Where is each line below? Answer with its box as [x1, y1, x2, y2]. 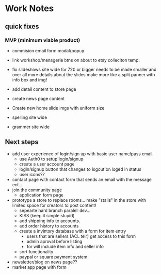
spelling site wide [12, 114, 47, 120]
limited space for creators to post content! [12, 202, 97, 208]
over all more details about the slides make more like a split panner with [12, 71, 155, 78]
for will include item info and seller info [26, 243, 104, 249]
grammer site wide [12, 124, 50, 129]
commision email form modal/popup [12, 48, 85, 53]
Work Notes [5, 3, 54, 14]
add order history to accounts [19, 223, 79, 228]
